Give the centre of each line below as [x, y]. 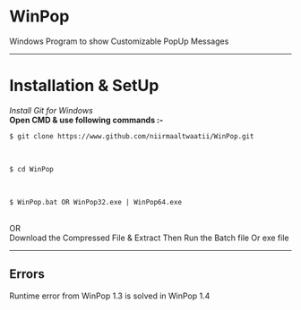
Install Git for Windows [52, 110]
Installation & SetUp [84, 86]
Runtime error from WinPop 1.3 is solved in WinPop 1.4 [110, 296]
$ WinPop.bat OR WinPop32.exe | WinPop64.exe [95, 202]
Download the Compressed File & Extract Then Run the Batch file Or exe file [149, 238]
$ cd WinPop [31, 169]
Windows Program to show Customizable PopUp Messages [119, 41]
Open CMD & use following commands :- [86, 120]
